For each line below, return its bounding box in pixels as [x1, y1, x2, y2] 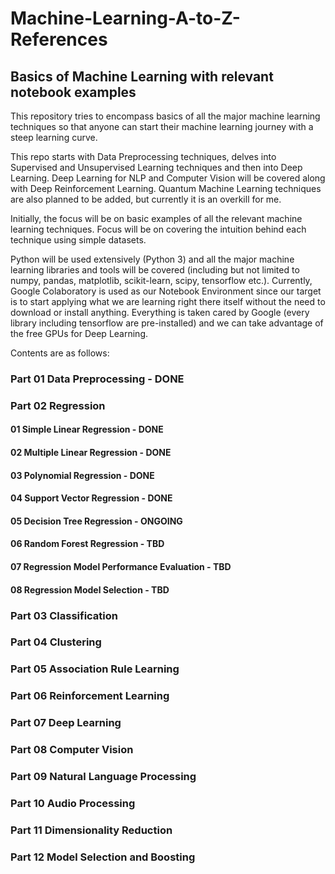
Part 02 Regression [10, 398, 106, 412]
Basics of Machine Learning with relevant [10, 68, 274, 85]
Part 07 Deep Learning [10, 716, 122, 730]
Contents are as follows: [10, 347, 110, 359]
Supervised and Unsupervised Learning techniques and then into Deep [10, 162, 303, 173]
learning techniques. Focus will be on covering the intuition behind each [10, 223, 307, 235]
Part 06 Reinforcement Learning [10, 689, 170, 703]
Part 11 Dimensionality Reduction [10, 823, 173, 837]
